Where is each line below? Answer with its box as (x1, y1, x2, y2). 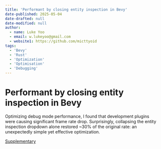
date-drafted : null (5, 16, 45, 21)
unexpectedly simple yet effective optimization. (5, 129, 100, 134)
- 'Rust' (9, 52, 27, 57)
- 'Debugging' (9, 66, 38, 71)
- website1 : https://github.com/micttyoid (9, 39, 97, 44)
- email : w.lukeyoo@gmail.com (9, 35, 71, 39)
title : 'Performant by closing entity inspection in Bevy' (5, 7, 128, 12)
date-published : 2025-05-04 (5, 12, 62, 17)
